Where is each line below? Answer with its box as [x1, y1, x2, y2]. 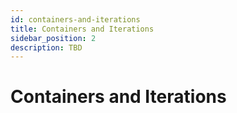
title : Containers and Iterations [10, 24, 155, 34]
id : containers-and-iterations [10, 14, 141, 25]
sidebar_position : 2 [10, 33, 97, 43]
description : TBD [10, 42, 83, 53]
